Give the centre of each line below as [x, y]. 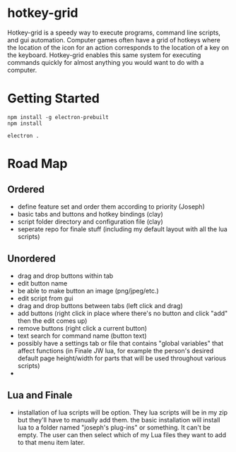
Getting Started [54, 98]
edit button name [42, 283]
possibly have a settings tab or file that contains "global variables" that [120, 343]
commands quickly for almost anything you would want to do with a [106, 62]
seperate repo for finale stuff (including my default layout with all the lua [122, 229]
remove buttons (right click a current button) [82, 328]
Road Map [38, 164]
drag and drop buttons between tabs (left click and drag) [100, 305]
